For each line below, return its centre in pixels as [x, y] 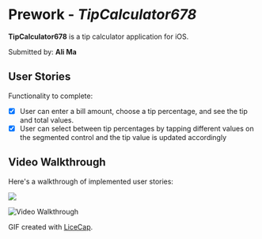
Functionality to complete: [51, 96]
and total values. [47, 119]
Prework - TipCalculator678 [103, 15]
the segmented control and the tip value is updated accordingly [123, 137]
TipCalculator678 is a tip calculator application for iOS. [99, 36]
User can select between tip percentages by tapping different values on [137, 128]
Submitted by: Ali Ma [42, 51]
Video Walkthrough [57, 163]
